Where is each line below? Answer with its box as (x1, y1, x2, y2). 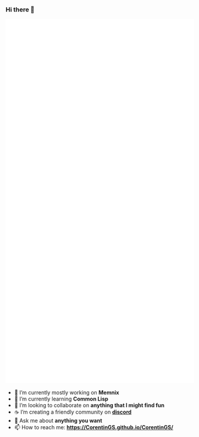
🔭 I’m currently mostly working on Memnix (14, 389, 120, 396)
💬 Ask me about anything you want (14, 417, 103, 424)
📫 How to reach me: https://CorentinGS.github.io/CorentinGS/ (14, 424, 174, 431)
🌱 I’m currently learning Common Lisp (14, 395, 109, 403)
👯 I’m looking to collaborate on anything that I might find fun (14, 402, 165, 409)
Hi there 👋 (5, 5, 35, 14)
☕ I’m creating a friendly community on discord (14, 408, 132, 415)
